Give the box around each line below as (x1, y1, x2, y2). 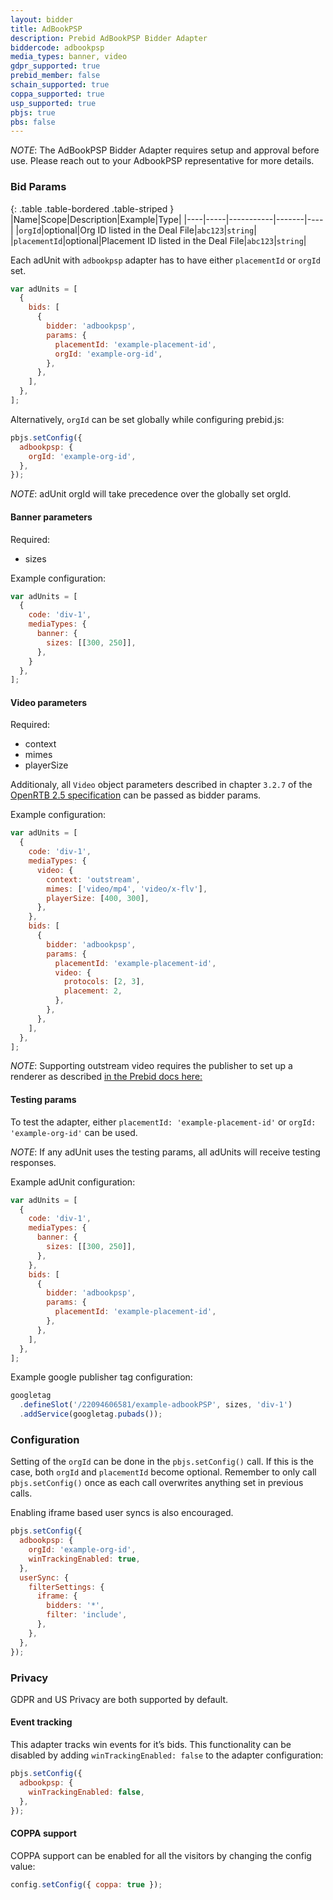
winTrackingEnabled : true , (28, 1554, 141, 1564)
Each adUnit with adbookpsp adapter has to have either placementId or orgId (10, 254, 321, 266)
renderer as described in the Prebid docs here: (10, 1071, 203, 1083)
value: (10, 1860, 36, 1872)
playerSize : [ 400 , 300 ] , (46, 893, 150, 903)
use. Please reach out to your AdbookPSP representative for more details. (10, 155, 315, 167)
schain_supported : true (10, 80, 110, 90)
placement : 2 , (63, 986, 123, 996)
